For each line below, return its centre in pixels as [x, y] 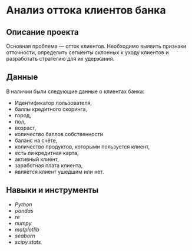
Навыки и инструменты [52, 190]
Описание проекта [42, 32]
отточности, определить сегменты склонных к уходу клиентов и [87, 52]
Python [23, 204]
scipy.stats [28, 242]
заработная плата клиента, [49, 165]
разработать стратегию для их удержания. [60, 59]
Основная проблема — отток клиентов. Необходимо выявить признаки [96, 46]
